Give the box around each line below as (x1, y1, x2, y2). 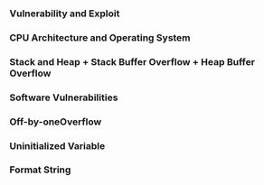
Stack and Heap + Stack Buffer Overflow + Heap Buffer (9, 55, 256, 68)
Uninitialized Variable (9, 139, 106, 152)
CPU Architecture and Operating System (9, 31, 192, 43)
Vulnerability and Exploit (9, 7, 120, 20)
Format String (9, 163, 71, 176)
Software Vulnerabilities (9, 91, 118, 104)
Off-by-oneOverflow (9, 116, 102, 128)
